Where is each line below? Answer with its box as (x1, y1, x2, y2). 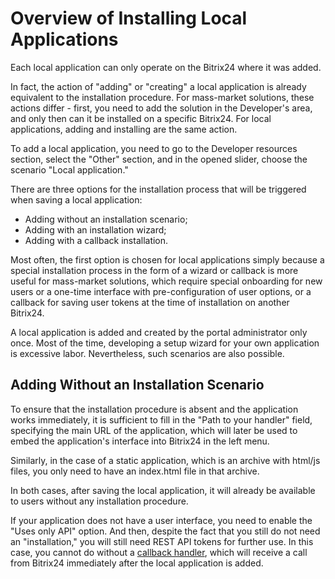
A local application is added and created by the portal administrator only (10, 326, 308, 338)
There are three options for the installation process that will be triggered (10, 183, 307, 195)
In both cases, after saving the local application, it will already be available (10, 484, 316, 496)
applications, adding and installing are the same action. (10, 123, 238, 135)
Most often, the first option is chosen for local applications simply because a (10, 253, 325, 266)
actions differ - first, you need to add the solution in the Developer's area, (10, 102, 313, 114)
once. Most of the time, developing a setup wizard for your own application (10, 337, 320, 349)
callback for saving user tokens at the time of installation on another (10, 296, 290, 308)
